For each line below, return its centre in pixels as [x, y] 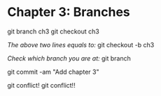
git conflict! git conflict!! [41, 85]
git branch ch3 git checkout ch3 [53, 31]
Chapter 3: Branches [69, 12]
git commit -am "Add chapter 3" [53, 72]
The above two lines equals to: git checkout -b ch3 [81, 45]
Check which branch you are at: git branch [69, 58]
